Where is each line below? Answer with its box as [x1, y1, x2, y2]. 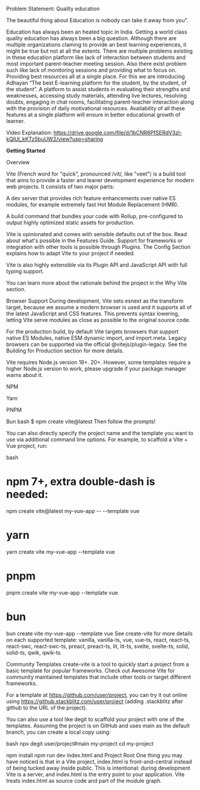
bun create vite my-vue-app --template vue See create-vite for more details [6, 629, 193, 637]
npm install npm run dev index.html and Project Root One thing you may [6, 752, 183, 759]
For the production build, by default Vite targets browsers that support [6, 328, 179, 335]
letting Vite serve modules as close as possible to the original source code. [6, 316, 191, 323]
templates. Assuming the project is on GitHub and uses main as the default [6, 722, 190, 729]
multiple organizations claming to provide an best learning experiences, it [6, 41, 187, 48]
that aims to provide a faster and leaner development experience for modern [6, 177, 195, 183]
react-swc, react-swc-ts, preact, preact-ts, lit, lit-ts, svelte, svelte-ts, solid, [6, 643, 190, 650]
